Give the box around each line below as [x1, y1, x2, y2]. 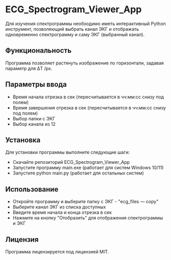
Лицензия [5, 235, 39, 244]
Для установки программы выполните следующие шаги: [5, 149, 130, 156]
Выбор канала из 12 [12, 121, 56, 127]
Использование [5, 185, 59, 193]
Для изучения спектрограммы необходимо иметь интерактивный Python [5, 20, 166, 27]
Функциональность [5, 46, 72, 55]
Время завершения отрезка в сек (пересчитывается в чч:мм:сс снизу [12, 104, 166, 111]
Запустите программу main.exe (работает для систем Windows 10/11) [12, 165, 164, 171]
